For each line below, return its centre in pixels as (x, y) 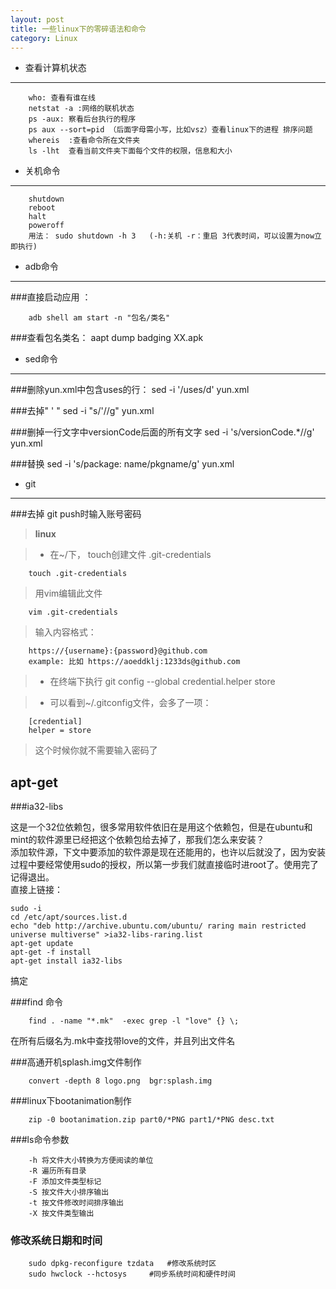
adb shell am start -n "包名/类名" (99, 318)
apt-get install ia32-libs (66, 961)
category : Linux (44, 38)
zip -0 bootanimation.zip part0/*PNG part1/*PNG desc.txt (151, 1120)
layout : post (37, 19)
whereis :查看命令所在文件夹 (84, 141)
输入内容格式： (65, 632)
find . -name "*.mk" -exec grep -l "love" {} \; (134, 1021)
